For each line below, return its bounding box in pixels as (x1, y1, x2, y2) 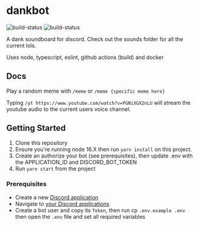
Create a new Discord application (15, 193, 99, 201)
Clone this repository (15, 139, 68, 146)
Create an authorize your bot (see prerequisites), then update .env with (15, 152, 193, 159)
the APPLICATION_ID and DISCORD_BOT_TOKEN (15, 158, 137, 165)
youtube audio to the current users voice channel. (6, 105, 131, 113)
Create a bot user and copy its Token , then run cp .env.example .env (15, 207, 186, 214)
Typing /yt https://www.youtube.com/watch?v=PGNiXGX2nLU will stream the (6, 99, 191, 106)
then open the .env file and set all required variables (15, 213, 146, 220)
